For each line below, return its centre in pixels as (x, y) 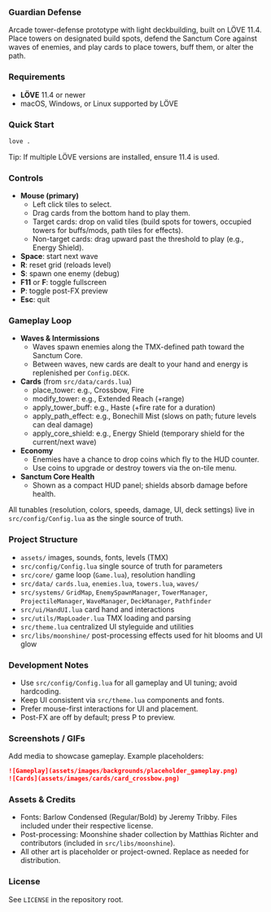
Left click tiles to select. (72, 204)
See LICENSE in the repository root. (66, 899)
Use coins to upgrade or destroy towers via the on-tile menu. (135, 468)
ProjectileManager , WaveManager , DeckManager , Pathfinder (116, 600)
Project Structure (43, 540)
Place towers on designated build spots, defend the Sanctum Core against (133, 38)
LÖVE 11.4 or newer (53, 94)
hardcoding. (40, 691)
